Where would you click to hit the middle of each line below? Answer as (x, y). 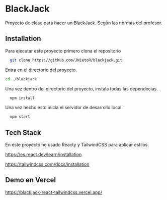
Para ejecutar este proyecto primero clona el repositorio (63, 51)
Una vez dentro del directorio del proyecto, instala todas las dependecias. (82, 88)
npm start (20, 117)
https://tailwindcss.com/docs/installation (47, 164)
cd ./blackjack (21, 79)
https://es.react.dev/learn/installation (44, 155)
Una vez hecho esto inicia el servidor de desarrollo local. (64, 108)
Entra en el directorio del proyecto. (41, 70)
